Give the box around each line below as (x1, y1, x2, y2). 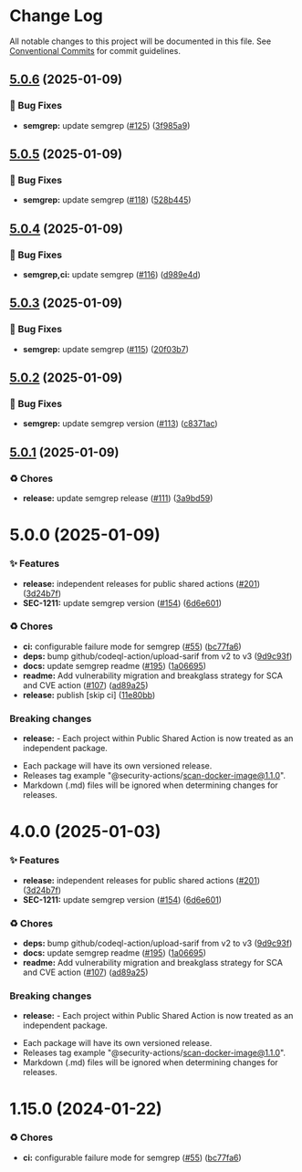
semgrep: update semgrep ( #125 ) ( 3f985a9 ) (22, 120, 191, 131)
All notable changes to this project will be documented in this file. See (9, 36, 272, 47)
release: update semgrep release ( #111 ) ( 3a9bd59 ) (22, 493, 213, 504)
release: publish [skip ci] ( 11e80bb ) (22, 689, 156, 700)
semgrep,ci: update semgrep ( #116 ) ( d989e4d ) (22, 269, 201, 279)
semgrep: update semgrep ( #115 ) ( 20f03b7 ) (22, 343, 190, 354)
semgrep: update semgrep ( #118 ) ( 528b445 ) (22, 194, 192, 205)
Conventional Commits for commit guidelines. (9, 45, 181, 56)
